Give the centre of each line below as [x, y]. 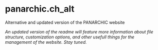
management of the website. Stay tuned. [46, 42]
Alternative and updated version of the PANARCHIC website [65, 22]
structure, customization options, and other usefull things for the [70, 37]
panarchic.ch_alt [40, 9]
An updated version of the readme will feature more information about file [79, 32]
